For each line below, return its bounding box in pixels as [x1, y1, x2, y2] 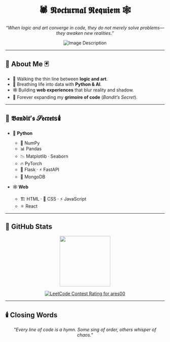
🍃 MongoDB [20, 173, 46, 180]
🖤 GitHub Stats [5, 222, 52, 231]
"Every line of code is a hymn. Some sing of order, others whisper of [13, 327, 157, 333]
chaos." [76, 332, 94, 338]
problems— [140, 24, 164, 31]
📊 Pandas [20, 145, 42, 152]
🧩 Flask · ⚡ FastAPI [20, 166, 60, 172]
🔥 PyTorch [20, 160, 42, 166]
